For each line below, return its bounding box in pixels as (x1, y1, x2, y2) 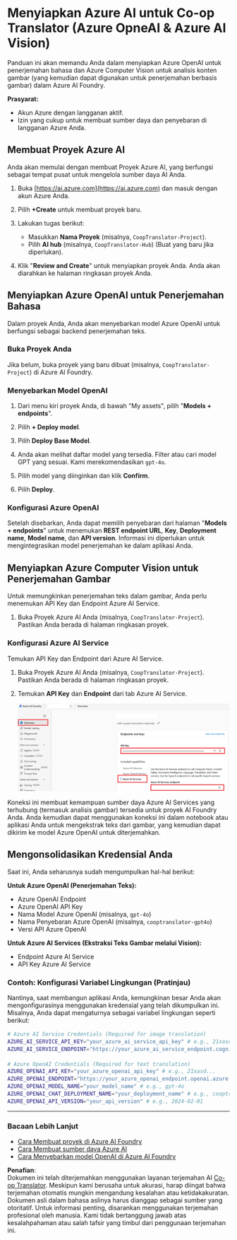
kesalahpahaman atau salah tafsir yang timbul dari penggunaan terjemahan (7, 1219, 226, 1227)
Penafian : (7, 1166, 37, 1175)
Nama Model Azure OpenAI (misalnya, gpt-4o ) (17, 910, 152, 918)
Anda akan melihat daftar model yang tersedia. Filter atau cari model (17, 451, 217, 459)
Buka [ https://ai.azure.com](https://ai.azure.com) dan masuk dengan (17, 184, 218, 192)
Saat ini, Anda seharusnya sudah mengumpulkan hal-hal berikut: (7, 867, 195, 876)
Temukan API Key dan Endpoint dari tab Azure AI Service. (17, 689, 188, 697)
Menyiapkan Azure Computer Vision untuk (7, 562, 199, 574)
